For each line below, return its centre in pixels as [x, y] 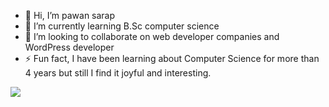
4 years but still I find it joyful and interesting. [118, 73]
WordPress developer [69, 47]
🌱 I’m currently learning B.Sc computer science [122, 26]
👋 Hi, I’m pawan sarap [70, 15]
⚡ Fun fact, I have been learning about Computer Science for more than [172, 58]
